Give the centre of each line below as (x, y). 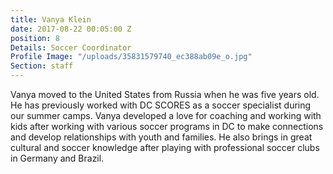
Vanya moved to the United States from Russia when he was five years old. (165, 94)
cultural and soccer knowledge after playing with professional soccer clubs (165, 147)
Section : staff (42, 66)
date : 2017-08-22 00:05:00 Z (71, 29)
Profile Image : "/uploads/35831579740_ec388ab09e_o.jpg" (131, 57)
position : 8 (35, 38)
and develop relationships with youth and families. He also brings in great (161, 137)
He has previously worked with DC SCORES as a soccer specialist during (161, 105)
